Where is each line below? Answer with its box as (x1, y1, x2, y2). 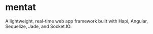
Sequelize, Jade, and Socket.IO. (5, 23, 72, 29)
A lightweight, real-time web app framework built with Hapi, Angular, (5, 18, 148, 24)
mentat (5, 1, 36, 13)
